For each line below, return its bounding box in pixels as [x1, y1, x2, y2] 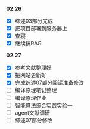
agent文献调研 [14, 109, 51, 116]
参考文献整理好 [14, 64, 52, 71]
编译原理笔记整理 [14, 87, 57, 94]
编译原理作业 [14, 94, 46, 101]
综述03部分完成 [14, 17, 54, 24]
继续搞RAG [14, 40, 42, 47]
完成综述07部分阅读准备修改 [14, 79, 85, 86]
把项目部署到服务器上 [14, 25, 67, 32]
